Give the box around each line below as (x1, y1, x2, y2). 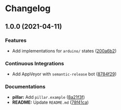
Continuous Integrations (5, 60, 64, 67)
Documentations (5, 83, 45, 90)
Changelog (5, 3, 51, 14)
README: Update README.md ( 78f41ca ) (12, 99, 89, 105)
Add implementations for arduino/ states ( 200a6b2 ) (12, 48, 117, 54)
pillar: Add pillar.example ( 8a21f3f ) (12, 94, 85, 100)
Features (5, 37, 27, 44)
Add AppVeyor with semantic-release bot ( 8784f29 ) (12, 71, 117, 77)
